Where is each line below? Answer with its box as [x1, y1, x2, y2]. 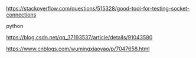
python [6, 23, 24, 29]
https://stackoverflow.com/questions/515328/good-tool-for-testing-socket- [6, 5, 190, 12]
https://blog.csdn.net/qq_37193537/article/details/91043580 [6, 34, 153, 40]
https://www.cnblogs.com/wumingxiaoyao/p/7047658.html [6, 45, 150, 52]
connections [6, 11, 37, 18]
